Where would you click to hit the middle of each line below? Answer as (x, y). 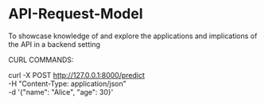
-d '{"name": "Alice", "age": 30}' (61, 91)
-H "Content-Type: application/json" (67, 84)
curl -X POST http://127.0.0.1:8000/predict (76, 75)
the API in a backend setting (55, 44)
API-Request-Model (76, 14)
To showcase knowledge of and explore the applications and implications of (133, 36)
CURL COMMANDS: (41, 60)
